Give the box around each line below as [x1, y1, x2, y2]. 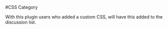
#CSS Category [5, 4, 38, 10]
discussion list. [5, 19, 36, 25]
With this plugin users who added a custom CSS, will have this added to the [5, 14, 163, 19]
